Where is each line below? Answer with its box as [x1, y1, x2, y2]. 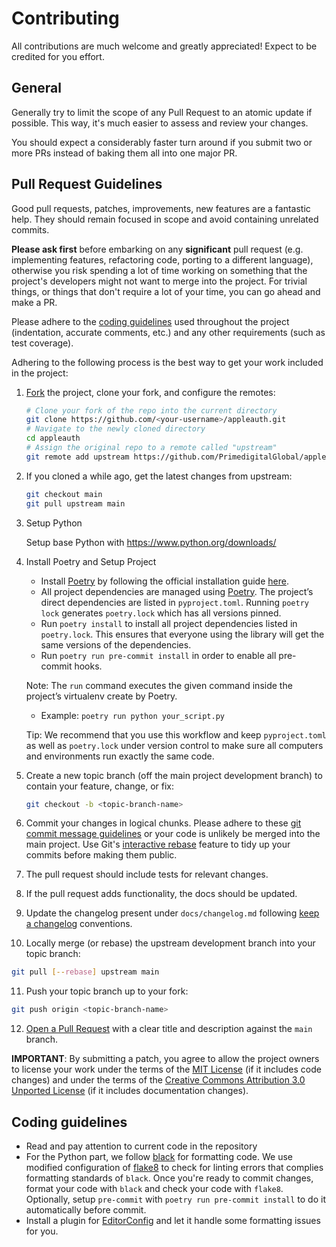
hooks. [74, 660, 103, 672]
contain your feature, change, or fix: [25, 780, 174, 792]
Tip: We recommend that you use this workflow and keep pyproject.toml [25, 728, 327, 741]
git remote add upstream [25, 452, 130, 462]
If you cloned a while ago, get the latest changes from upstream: [25, 470, 293, 482]
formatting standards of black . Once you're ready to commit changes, [25, 1172, 314, 1184]
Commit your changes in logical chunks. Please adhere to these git [25, 817, 302, 829]
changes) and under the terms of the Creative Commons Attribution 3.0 [11, 1074, 306, 1086]
